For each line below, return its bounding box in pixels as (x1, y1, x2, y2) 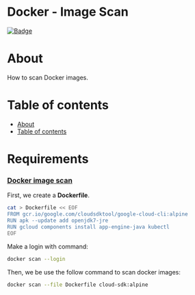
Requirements (7, 151, 89, 166)
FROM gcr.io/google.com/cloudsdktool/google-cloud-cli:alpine (7, 211, 188, 218)
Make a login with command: (7, 242, 89, 251)
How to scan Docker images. (7, 73, 89, 81)
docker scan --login (7, 255, 66, 262)
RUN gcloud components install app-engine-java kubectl (7, 223, 170, 230)
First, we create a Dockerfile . (7, 191, 90, 199)
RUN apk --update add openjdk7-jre (7, 217, 109, 225)
